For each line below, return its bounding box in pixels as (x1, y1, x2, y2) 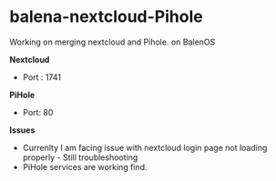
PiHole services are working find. (22, 161, 148, 172)
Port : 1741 (22, 71, 62, 83)
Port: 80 (22, 106, 54, 117)
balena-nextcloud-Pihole (9, 6, 203, 27)
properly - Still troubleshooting (22, 152, 138, 163)
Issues (9, 125, 36, 136)
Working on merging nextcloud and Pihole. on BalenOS (9, 36, 216, 47)
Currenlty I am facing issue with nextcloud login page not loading (22, 142, 268, 153)
